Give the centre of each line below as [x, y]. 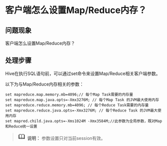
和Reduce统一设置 [21, 126]
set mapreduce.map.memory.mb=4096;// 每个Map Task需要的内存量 [69, 94]
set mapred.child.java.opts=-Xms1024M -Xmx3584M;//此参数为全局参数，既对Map [84, 121]
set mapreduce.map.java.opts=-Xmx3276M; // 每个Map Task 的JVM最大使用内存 [82, 100]
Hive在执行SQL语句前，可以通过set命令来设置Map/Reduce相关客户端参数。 [83, 73]
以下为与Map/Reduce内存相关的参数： [45, 84]
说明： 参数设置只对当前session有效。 [66, 138]
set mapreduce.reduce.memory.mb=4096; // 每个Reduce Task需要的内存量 [77, 105]
